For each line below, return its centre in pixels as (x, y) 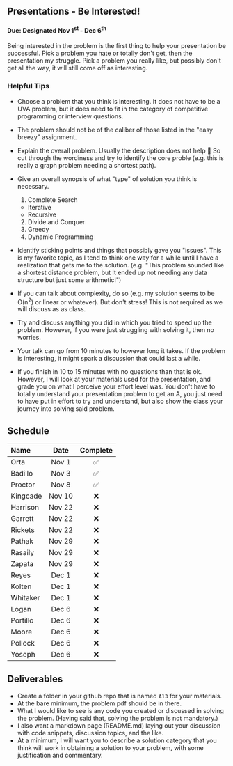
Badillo (22, 474)
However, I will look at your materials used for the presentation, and (114, 380)
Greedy (38, 229)
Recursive (42, 214)
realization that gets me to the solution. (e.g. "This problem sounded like (121, 265)
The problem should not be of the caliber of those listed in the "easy (115, 130)
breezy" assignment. (47, 137)
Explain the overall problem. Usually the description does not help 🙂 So (119, 150)
